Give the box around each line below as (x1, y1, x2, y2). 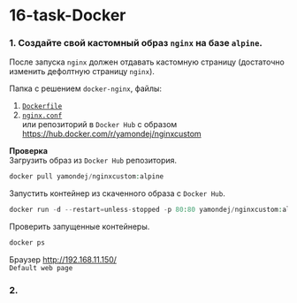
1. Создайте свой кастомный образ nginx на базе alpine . (9, 37, 263, 49)
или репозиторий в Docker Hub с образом (21, 119, 178, 130)
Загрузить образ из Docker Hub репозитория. (9, 155, 178, 166)
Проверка (9, 146, 49, 156)
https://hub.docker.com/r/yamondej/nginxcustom (21, 129, 202, 140)
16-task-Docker (9, 5, 126, 26)
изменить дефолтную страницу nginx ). (9, 66, 155, 77)
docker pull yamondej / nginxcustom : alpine (9, 172, 164, 181)
